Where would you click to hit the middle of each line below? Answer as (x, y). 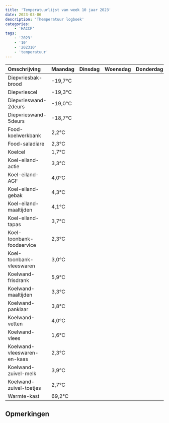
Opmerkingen (27, 414)
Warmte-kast (24, 396)
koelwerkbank (24, 135)
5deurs (16, 121)
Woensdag (118, 69)
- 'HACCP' (25, 29)
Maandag (63, 69)
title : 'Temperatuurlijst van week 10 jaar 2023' (58, 10)
